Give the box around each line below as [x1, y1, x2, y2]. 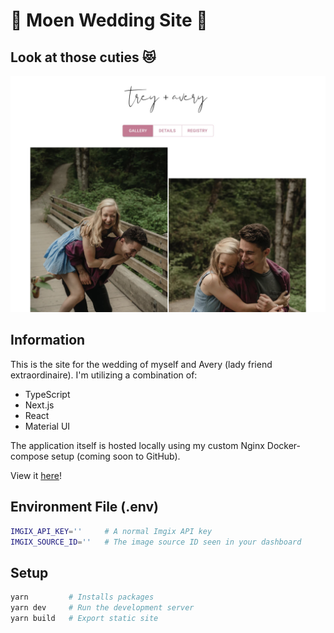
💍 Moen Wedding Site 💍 [10, 9, 208, 32]
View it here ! [10, 469, 62, 481]
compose [10, 450, 50, 462]
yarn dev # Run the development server [10, 603, 195, 613]
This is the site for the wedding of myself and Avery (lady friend [10, 358, 273, 370]
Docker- [266, 439, 301, 451]
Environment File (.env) [10, 499, 160, 516]
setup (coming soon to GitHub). [51, 450, 181, 462]
